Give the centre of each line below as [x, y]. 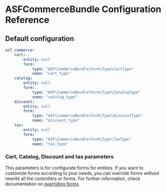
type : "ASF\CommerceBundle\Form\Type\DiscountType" [87, 116]
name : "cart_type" [51, 74]
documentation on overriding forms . [43, 184]
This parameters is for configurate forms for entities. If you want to [74, 168]
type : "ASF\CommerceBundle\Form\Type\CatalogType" [86, 92]
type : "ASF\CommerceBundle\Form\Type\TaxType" [82, 139]
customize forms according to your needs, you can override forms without [82, 173]
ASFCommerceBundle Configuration [83, 9]
